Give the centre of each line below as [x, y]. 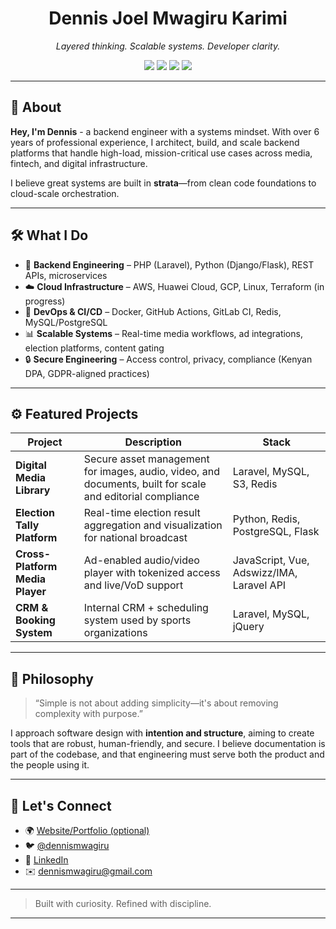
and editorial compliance [141, 497]
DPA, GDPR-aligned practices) [87, 373]
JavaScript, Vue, [271, 560]
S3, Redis [255, 484]
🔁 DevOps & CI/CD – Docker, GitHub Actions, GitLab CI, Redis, [153, 311]
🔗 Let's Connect [61, 805]
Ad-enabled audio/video [141, 560]
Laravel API [259, 585]
